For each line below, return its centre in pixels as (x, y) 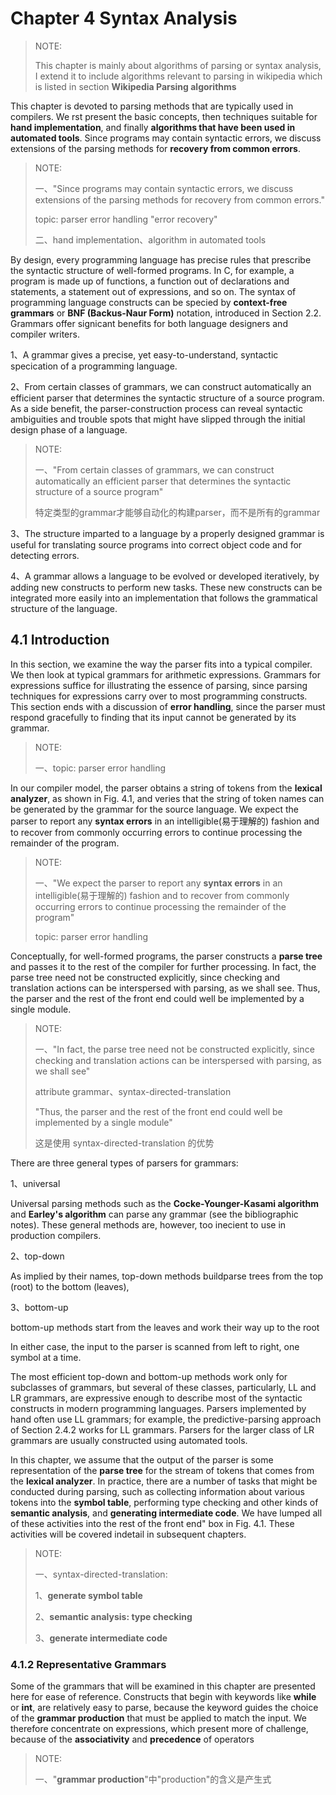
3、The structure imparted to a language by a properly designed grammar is (167, 533)
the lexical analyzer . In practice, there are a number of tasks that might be (164, 1481)
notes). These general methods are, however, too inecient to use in (148, 1224)
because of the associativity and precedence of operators (132, 1739)
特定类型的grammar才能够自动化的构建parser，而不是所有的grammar (177, 512)
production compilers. (56, 1235)
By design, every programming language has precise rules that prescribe (161, 259)
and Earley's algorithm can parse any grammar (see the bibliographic (154, 1214)
